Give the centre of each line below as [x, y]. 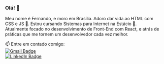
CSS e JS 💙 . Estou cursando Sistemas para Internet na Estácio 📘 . [71, 24]
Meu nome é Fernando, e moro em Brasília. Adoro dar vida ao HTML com [79, 19]
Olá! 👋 [12, 8]
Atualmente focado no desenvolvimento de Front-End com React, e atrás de [82, 29]
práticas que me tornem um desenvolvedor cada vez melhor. [67, 34]
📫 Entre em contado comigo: [35, 44]
